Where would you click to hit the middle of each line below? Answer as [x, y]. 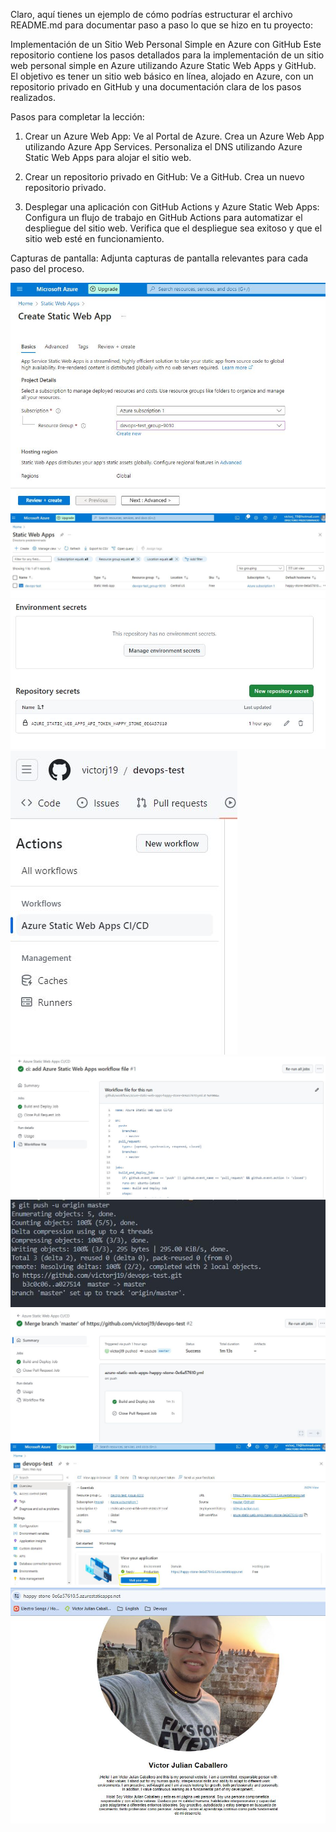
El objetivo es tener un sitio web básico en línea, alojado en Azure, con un [162, 76]
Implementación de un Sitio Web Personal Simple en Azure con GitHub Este [166, 44]
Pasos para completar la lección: [77, 117]
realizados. [33, 97]
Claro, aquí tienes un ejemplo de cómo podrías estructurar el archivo [151, 14]
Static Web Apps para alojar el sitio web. [108, 157]
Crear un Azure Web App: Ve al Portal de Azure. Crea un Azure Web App [174, 136]
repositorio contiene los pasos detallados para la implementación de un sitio [167, 55]
